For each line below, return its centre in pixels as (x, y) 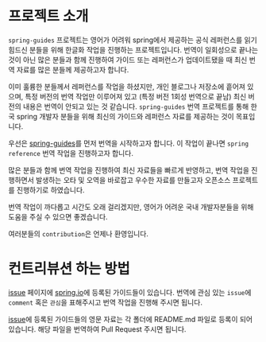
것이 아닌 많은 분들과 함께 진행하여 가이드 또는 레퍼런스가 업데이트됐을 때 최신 (128, 60)
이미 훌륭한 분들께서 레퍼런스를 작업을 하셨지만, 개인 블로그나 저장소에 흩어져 (127, 86)
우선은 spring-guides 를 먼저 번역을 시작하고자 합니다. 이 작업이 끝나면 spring (128, 143)
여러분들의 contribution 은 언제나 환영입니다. (79, 233)
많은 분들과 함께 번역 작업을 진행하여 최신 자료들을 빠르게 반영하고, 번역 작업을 (129, 170)
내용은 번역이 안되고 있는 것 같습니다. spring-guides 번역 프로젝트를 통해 (136, 106)
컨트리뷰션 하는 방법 (69, 269)
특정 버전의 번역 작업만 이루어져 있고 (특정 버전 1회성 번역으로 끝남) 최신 (136, 96)
